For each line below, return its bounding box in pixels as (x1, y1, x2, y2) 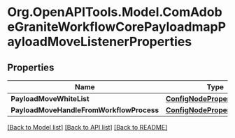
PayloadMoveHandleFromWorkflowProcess (10, 105, 159, 115)
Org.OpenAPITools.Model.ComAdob (7, 4, 222, 20)
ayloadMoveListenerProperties (7, 34, 192, 49)
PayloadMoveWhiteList (10, 94, 90, 103)
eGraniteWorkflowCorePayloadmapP (7, 19, 226, 35)
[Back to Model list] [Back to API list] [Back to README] (7, 123, 168, 131)
